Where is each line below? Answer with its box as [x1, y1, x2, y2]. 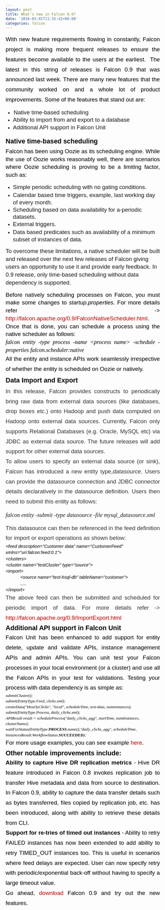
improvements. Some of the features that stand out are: [5, 96, 146, 103]
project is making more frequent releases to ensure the [5, 46, 160, 53]
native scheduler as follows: [5, 331, 76, 338]
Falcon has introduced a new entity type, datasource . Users [5, 468, 160, 475]
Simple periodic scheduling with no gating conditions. [12, 183, 147, 191]
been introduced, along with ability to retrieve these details [5, 809, 160, 816]
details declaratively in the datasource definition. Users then [5, 488, 160, 495]
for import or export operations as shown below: [5, 534, 126, 542]
